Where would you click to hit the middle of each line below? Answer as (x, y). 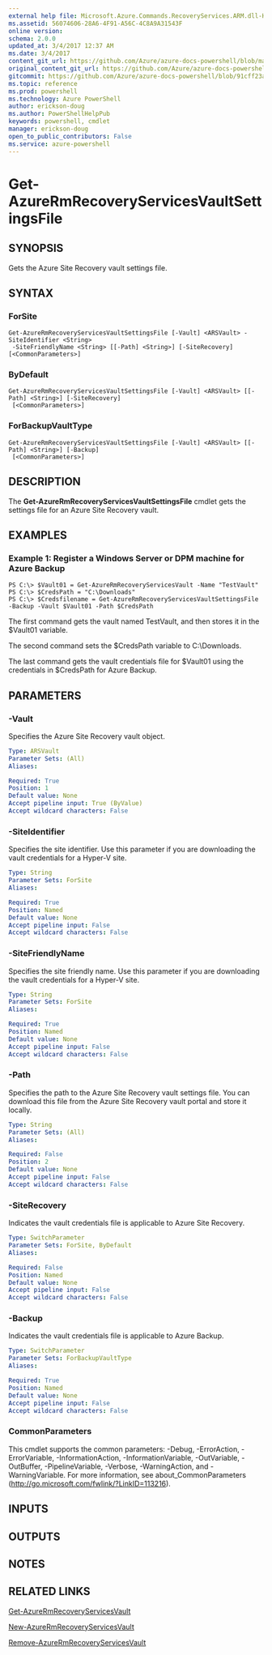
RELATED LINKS (49, 1591)
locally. (20, 1110)
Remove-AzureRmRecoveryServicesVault (77, 1642)
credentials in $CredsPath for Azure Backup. (83, 670)
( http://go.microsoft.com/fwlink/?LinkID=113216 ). (90, 1483)
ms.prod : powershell (43, 91)
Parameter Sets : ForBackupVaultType (70, 1359)
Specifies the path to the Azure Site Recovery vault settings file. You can (129, 1092)
